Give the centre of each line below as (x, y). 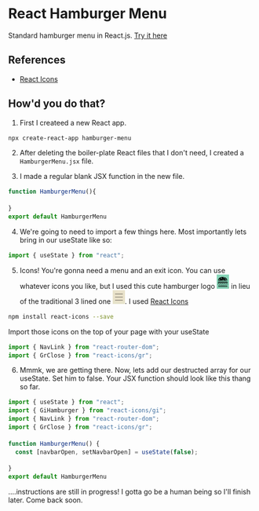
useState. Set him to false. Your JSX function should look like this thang (135, 378)
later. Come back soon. (46, 500)
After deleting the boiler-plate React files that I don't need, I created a (132, 153)
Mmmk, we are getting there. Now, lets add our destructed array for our (135, 370)
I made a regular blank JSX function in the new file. (102, 177)
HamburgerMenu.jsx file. (57, 161)
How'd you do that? (57, 104)
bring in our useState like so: (66, 239)
